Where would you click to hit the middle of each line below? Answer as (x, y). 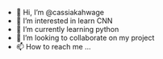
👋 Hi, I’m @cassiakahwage (60, 12)
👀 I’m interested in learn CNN (64, 21)
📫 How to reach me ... (53, 47)
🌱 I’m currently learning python (67, 29)
